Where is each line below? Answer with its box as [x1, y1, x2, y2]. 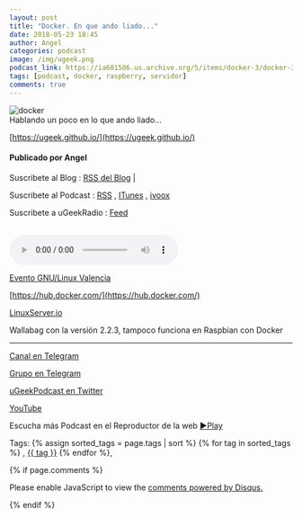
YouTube [9, 402, 42, 414]
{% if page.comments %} [9, 464, 103, 475]
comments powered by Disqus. [147, 482, 263, 493]
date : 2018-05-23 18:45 [9, 30, 99, 39]
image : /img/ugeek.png [9, 55, 94, 64]
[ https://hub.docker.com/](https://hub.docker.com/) [9, 290, 200, 300]
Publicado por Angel [9, 152, 88, 163]
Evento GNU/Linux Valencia [9, 272, 111, 283]
